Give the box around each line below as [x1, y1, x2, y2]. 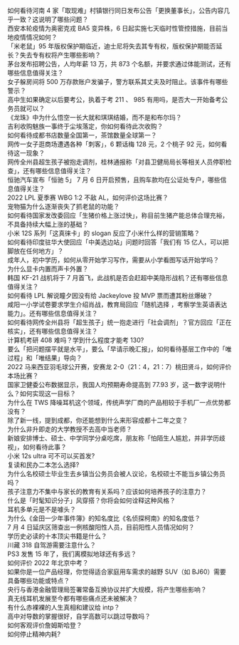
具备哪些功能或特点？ [7, 577, 70, 584]
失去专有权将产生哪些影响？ [19, 51, 101, 59]
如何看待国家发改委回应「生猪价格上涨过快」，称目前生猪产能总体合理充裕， [7, 211, 229, 220]
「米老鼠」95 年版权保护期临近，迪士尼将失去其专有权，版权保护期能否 [7, 42, 216, 50]
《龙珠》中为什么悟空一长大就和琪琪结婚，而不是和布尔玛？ [7, 113, 182, 121]
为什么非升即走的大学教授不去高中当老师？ [7, 425, 132, 433]
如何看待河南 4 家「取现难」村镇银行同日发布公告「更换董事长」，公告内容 [7, 6, 224, 14]
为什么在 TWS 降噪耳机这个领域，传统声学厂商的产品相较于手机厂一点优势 [7, 398, 225, 406]
